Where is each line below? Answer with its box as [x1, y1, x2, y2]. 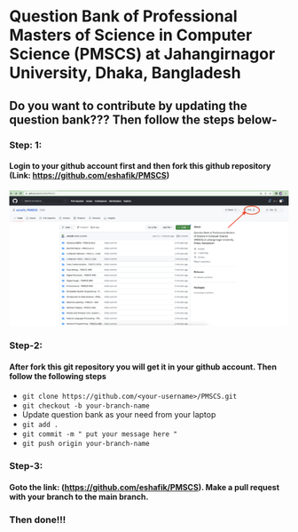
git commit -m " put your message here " [21, 430, 177, 439]
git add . [21, 420, 59, 430]
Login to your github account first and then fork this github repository [9, 161, 271, 171]
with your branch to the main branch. [9, 491, 149, 502]
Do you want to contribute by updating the [9, 98, 248, 113]
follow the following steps [9, 370, 106, 381]
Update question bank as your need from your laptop [21, 409, 216, 420]
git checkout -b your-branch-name [21, 401, 150, 410]
